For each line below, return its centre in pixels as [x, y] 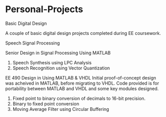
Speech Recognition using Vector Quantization [61, 68]
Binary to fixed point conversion [46, 104]
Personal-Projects [44, 9]
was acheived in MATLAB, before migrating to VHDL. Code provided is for [82, 83]
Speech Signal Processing [33, 43]
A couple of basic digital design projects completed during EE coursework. [83, 33]
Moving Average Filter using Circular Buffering [61, 109]
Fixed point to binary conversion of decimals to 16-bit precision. [79, 98]
